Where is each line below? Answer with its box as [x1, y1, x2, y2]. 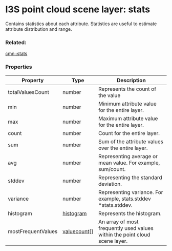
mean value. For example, [98, 159, 160, 166]
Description [117, 76, 146, 84]
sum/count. [98, 165, 126, 172]
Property [21, 76, 44, 84]
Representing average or [98, 152, 158, 160]
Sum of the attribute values [98, 138, 164, 145]
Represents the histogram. [98, 209, 162, 217]
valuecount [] [62, 227, 94, 235]
